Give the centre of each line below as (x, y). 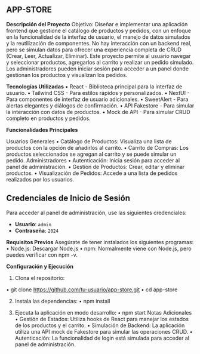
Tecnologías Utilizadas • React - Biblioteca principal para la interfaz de (94, 87)
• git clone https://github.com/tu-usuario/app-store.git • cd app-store (92, 290)
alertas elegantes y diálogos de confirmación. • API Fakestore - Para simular (100, 105)
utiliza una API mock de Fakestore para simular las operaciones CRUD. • (104, 331)
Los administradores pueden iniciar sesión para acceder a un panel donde (98, 69)
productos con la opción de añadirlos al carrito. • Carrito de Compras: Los (98, 147)
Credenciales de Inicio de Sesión (68, 198)
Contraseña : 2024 (36, 230)
